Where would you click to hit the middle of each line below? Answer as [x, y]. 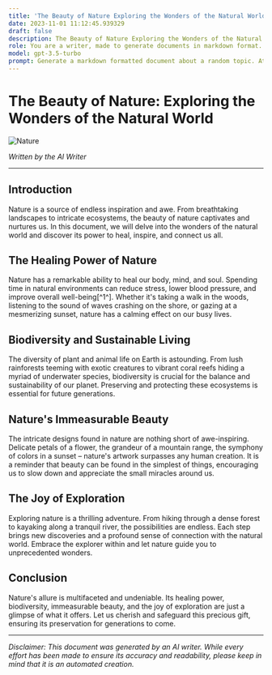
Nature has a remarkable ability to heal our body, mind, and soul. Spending [133, 280]
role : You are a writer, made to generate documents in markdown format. [136, 46]
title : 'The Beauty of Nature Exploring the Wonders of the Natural [126, 16]
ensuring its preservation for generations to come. [92, 623]
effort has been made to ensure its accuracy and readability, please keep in [135, 655]
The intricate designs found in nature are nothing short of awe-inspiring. [129, 439]
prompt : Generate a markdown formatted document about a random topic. [132, 62]
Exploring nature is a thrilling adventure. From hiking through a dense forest [134, 518]
